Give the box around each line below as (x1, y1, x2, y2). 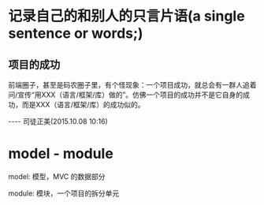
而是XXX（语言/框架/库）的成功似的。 (21, 100, 145, 109)
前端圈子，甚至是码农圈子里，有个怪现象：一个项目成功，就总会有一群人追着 (8, 80, 257, 89)
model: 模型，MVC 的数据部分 (8, 171, 106, 181)
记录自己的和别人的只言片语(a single (8, 7, 246, 25)
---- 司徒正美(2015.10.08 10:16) (8, 117, 108, 126)
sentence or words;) (8, 24, 143, 43)
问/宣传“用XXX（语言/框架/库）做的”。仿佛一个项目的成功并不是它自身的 (8, 90, 244, 99)
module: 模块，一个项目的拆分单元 (8, 188, 120, 198)
